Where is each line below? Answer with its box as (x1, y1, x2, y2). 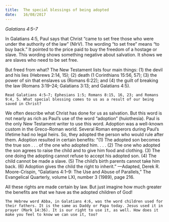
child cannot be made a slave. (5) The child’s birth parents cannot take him (5, 158, 160, 164)
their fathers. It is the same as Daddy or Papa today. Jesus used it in (5, 203, 163, 208)
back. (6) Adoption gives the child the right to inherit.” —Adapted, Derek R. (5, 163, 160, 169)
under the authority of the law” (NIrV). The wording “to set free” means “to (5, 41, 160, 47)
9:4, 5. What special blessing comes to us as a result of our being (5, 96, 154, 102)
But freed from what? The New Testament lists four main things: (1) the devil (5, 66, 163, 73)
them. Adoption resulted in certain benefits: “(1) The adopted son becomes (5, 137, 160, 143)
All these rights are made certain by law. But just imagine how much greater (5, 184, 162, 190)
